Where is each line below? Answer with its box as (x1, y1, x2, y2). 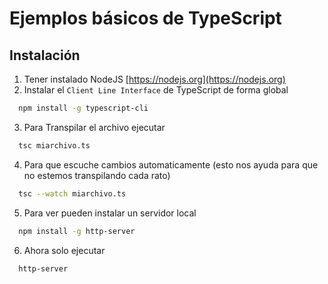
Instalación (9, 47, 81, 64)
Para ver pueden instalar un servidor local (23, 207, 197, 219)
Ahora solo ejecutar (23, 244, 106, 256)
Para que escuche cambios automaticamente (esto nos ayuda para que (23, 158, 319, 171)
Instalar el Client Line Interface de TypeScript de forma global (23, 84, 289, 96)
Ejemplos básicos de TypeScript (9, 7, 282, 30)
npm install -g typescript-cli (18, 103, 149, 113)
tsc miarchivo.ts (18, 140, 91, 151)
